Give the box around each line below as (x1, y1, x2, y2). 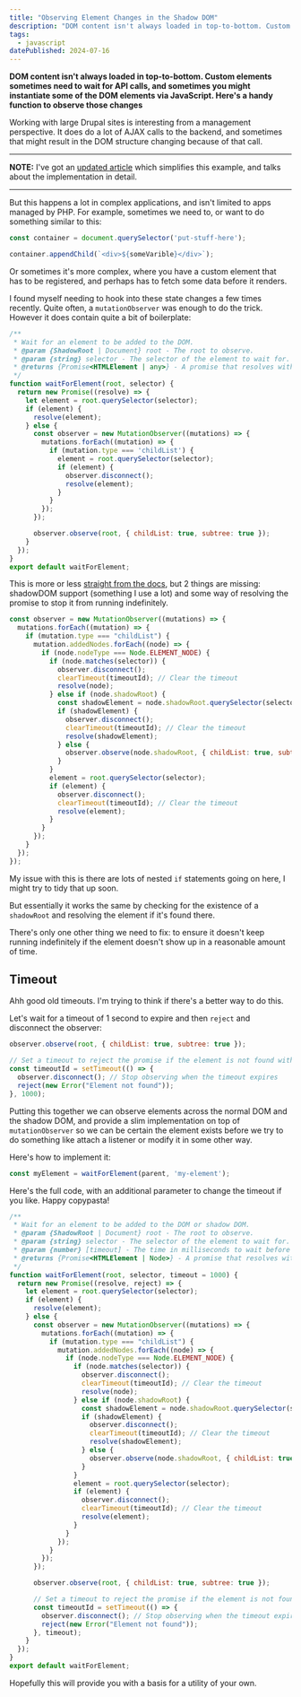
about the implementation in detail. (9, 171, 137, 182)
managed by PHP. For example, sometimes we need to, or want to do (9, 207, 265, 218)
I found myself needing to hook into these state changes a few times (9, 292, 262, 303)
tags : (9, 30, 30, 39)
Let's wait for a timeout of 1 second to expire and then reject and (9, 1013, 251, 1023)
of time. (9, 945, 38, 956)
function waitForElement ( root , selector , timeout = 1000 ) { (9, 1270, 239, 1279)
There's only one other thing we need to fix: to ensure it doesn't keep (9, 927, 265, 937)
